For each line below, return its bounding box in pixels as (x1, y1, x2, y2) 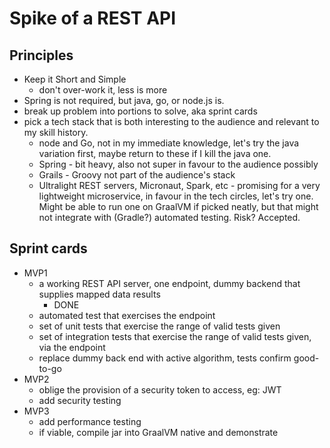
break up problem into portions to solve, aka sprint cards (23, 105, 258, 117)
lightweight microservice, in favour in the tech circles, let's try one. (38, 190, 314, 202)
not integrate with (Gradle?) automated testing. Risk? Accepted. (38, 212, 301, 223)
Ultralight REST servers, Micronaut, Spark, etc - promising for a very (38, 180, 321, 191)
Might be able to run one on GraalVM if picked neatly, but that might (38, 201, 319, 212)
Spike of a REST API (9, 7, 177, 30)
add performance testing (38, 415, 142, 427)
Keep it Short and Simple (23, 73, 127, 85)
